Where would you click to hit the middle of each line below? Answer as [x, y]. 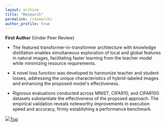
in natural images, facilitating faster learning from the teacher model [82, 58]
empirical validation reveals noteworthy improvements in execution [81, 104]
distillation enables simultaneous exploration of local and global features [86, 53]
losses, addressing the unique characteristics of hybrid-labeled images [85, 78]
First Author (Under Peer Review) [40, 38]
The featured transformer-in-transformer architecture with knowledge [84, 47]
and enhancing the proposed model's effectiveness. [66, 84]
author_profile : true [28, 24]
